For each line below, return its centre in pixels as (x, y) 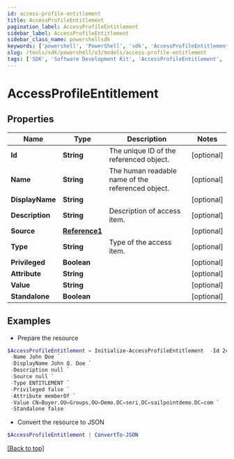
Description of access (145, 211)
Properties (31, 119)
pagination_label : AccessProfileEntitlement (73, 27)
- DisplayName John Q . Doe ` (51, 363)
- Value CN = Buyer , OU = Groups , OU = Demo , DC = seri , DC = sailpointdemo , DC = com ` (115, 402)
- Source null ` (32, 377)
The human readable (143, 170)
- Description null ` (40, 370)
